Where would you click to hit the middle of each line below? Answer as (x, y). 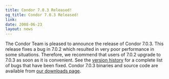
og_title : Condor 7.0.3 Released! (42, 15)
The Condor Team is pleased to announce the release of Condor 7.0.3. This (84, 44)
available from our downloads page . (43, 71)
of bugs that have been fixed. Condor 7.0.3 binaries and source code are (82, 66)
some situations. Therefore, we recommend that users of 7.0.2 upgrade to (83, 55)
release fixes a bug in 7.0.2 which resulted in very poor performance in (80, 49)
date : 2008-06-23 (24, 24)
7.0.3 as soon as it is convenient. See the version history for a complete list (84, 60)
